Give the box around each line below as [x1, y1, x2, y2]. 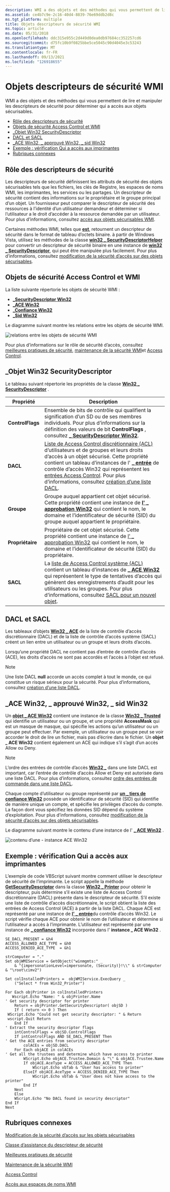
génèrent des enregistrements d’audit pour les [44, 579, 154, 586]
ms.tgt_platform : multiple [5, 17, 62, 22]
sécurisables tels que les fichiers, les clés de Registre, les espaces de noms [5, 184, 163, 190]
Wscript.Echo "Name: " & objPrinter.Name [12, 994, 101, 1000]
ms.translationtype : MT [5, 45, 56, 50]
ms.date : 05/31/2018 [5, 31, 49, 36]
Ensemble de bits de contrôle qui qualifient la [44, 406, 151, 414]
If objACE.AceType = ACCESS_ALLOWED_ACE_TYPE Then [23, 1061, 133, 1066]
